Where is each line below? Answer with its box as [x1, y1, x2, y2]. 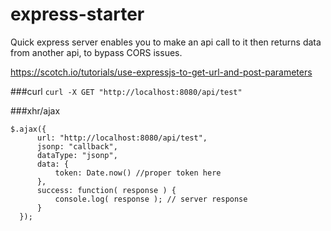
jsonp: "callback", [36, 141, 118, 152]
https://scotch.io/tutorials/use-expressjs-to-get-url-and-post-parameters [10, 66, 313, 78]
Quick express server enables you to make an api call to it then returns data [10, 36, 322, 48]
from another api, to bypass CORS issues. [10, 46, 183, 58]
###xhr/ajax [10, 104, 61, 117]
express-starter [10, 3, 145, 26]
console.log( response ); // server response [54, 194, 248, 204]
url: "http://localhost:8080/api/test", [36, 133, 208, 143]
